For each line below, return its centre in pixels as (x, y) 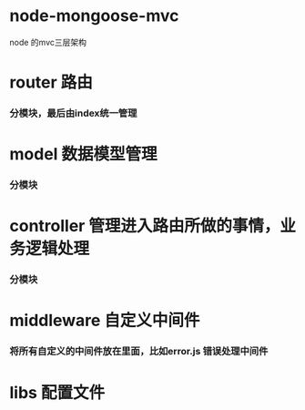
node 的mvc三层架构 (48, 42)
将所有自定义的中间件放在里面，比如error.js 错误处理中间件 (139, 352)
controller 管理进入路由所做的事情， (145, 226)
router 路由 (51, 82)
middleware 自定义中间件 (105, 321)
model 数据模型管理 (83, 154)
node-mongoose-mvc (94, 16)
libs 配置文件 (57, 392)
